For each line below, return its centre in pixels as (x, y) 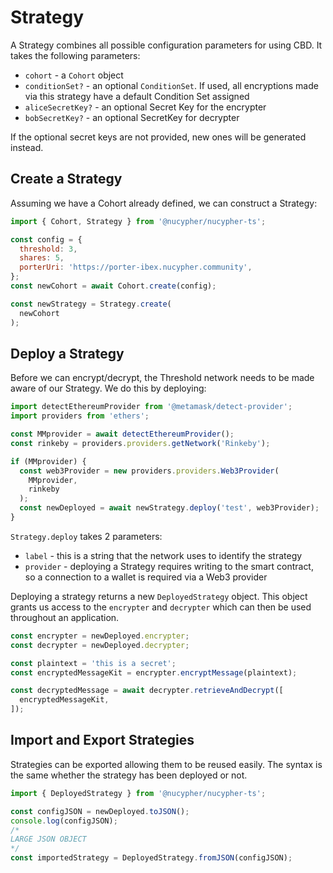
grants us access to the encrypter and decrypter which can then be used (161, 607)
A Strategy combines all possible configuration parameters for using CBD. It (166, 45)
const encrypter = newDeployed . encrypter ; (100, 636)
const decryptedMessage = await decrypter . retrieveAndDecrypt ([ (147, 691)
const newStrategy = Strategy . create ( (91, 304)
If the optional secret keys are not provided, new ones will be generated (158, 137)
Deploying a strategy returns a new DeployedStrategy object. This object (159, 596)
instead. (27, 147)
